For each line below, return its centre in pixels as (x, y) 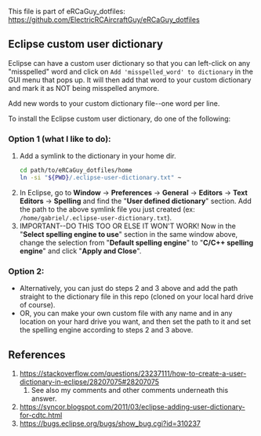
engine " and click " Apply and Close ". (80, 251)
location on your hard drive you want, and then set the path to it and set (135, 322)
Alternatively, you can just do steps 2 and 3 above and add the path (129, 289)
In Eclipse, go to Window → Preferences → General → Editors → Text (134, 192)
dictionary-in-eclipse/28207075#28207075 (89, 381)
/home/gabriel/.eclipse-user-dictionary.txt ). (96, 217)
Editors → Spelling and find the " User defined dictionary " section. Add (136, 201)
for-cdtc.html (41, 415)
